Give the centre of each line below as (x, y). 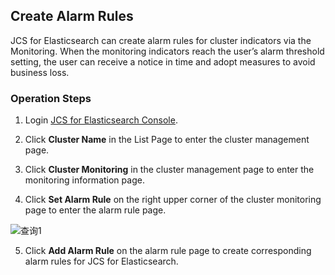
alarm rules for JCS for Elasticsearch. (101, 261)
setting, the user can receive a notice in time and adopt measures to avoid (163, 61)
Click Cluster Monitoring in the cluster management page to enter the (169, 170)
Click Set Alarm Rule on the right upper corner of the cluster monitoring (173, 200)
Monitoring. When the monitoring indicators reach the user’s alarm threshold (167, 51)
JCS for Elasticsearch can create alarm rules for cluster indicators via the (161, 40)
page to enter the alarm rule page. (95, 210)
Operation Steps (51, 98)
